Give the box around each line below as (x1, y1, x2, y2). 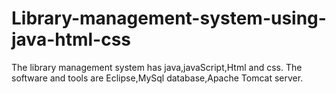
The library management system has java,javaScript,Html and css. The (11, 61, 303, 73)
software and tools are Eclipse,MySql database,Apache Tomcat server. (11, 72, 304, 84)
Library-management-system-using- (11, 7, 327, 30)
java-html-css (11, 28, 131, 51)
